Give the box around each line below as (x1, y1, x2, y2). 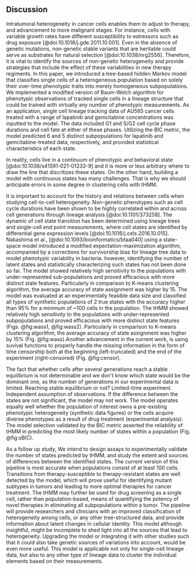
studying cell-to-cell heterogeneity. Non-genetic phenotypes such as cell (6, 199, 183, 206)
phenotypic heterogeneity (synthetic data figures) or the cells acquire (6, 409, 174, 416)
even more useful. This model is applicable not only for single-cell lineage (6, 545, 184, 552)
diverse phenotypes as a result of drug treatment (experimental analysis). (6, 415, 183, 423)
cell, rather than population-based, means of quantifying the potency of (6, 495, 179, 502)
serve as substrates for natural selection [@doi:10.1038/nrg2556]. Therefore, (6, 51, 191, 58)
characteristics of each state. (6, 145, 77, 152)
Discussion (6, 5, 48, 15)
